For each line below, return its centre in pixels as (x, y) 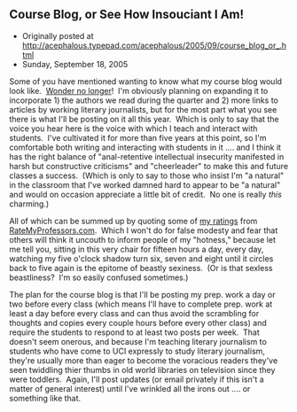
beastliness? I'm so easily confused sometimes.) (99, 277)
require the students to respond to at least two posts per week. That (134, 332)
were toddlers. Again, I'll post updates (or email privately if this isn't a (137, 379)
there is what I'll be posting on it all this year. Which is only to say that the (144, 119)
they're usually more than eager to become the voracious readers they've (144, 360)
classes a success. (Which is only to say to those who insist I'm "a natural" (147, 175)
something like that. (45, 398)
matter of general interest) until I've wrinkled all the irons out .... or (130, 388)
